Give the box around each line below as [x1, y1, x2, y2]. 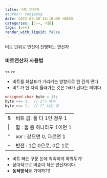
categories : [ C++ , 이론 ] [5, 20, 54, 26]
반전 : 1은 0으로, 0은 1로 [15, 142, 69, 149]
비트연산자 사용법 [5, 57, 43, 64]
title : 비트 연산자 [5, 7, 40, 12]
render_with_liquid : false [5, 30, 60, 35]
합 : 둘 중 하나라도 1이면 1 [15, 124, 72, 131]
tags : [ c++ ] [5, 25, 29, 30]
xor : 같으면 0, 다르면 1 [15, 133, 66, 139]
